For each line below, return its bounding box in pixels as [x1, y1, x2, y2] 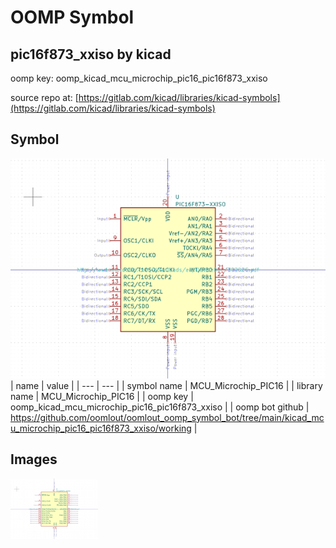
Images [10, 451, 58, 468]
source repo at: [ [10, 92, 79, 103]
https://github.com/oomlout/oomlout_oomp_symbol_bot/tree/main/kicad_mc [10, 411, 325, 423]
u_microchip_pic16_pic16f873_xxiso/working [10, 422, 192, 434]
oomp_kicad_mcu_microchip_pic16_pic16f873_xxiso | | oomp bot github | [10, 401, 310, 413]
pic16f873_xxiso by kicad [10, 46, 172, 63]
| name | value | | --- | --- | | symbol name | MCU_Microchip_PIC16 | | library [10, 379, 323, 391]
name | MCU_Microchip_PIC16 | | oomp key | [10, 390, 194, 402]
